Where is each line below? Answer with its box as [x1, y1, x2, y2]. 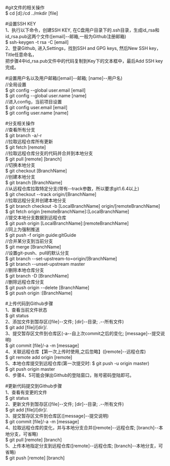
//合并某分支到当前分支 [5, 238, 53, 244]
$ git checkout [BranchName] [5, 168, 67, 174]
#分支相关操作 [5, 120, 35, 126]
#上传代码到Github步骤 [5, 300, 53, 307]
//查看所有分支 [5, 127, 36, 132]
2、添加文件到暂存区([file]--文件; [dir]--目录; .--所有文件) [5, 319, 124, 324]
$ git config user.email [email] [5, 104, 67, 111]
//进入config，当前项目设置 [5, 99, 62, 104]
